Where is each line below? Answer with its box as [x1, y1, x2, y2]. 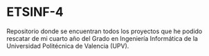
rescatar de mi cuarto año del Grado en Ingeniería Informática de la [6, 34, 199, 42]
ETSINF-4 [6, 4, 64, 20]
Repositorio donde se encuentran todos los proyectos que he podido [6, 27, 203, 35]
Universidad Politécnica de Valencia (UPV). [6, 41, 129, 50]
